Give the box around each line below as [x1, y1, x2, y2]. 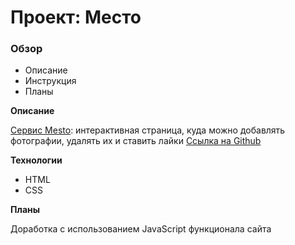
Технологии [10, 154, 63, 166]
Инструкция [24, 75, 77, 87]
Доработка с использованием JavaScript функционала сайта [10, 223, 272, 235]
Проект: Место [10, 6, 142, 29]
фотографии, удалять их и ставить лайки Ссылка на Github [10, 135, 262, 147]
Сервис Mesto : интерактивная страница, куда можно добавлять [10, 124, 286, 136]
